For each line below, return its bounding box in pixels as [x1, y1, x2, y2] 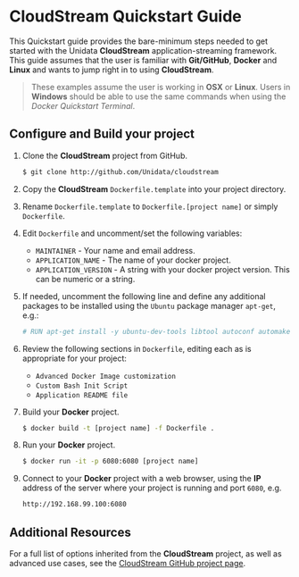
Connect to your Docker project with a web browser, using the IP [21, 473, 262, 484]
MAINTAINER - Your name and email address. [35, 245, 195, 255]
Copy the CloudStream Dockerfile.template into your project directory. [21, 183, 287, 194]
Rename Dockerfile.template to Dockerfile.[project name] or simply [21, 201, 278, 212]
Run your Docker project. [21, 439, 116, 450]
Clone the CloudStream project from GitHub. [21, 150, 187, 161]
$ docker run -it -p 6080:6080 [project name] [21, 457, 199, 466]
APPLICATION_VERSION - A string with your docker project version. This [35, 263, 290, 274]
